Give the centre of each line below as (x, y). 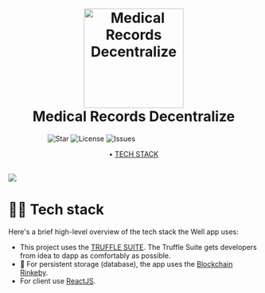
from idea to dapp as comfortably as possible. (95, 256)
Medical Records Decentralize (134, 117)
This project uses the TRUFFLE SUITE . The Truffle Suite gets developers (138, 247)
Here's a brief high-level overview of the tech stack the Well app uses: (123, 232)
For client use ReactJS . (58, 281)
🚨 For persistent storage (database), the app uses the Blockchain (126, 264)
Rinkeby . (34, 272)
